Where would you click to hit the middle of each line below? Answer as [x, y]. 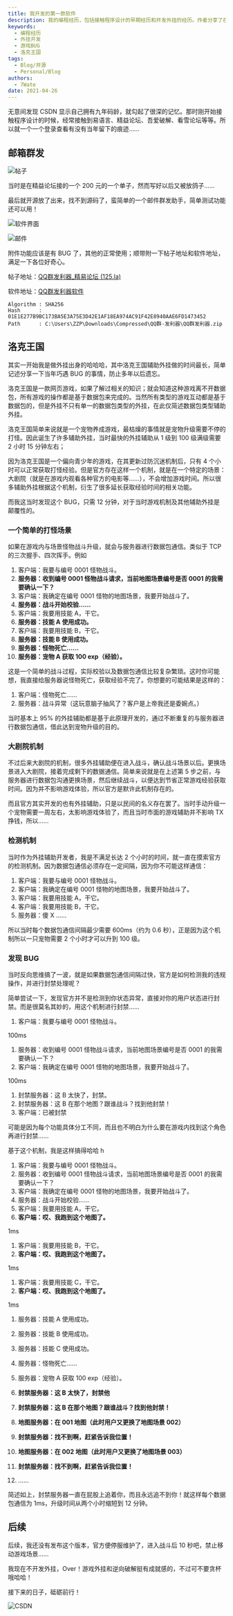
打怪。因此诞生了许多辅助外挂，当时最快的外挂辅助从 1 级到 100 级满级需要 [114, 437]
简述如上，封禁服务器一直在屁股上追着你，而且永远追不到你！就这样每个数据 [117, 1494]
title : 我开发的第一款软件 [42, 14]
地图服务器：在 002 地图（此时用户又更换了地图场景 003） [102, 1451]
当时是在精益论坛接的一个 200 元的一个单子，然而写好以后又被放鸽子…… [111, 185]
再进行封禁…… [28, 1136]
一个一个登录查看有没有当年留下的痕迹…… [80, 129]
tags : [16, 59]
